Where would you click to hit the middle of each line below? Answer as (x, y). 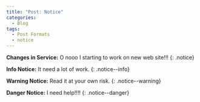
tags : (13, 29)
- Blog (20, 23)
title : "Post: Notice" (35, 12)
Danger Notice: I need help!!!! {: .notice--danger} (68, 93)
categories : (21, 18)
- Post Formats (31, 35)
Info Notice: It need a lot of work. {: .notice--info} (68, 69)
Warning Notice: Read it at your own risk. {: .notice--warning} (84, 81)
